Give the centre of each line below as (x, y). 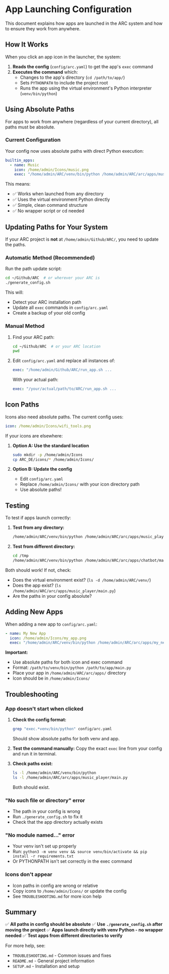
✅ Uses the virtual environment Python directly (61, 200)
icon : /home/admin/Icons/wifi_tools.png (48, 426)
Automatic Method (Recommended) (50, 258)
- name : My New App (26, 633)
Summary (21, 912)
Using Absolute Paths (40, 109)
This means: (18, 184)
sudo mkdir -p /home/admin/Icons (48, 455)
